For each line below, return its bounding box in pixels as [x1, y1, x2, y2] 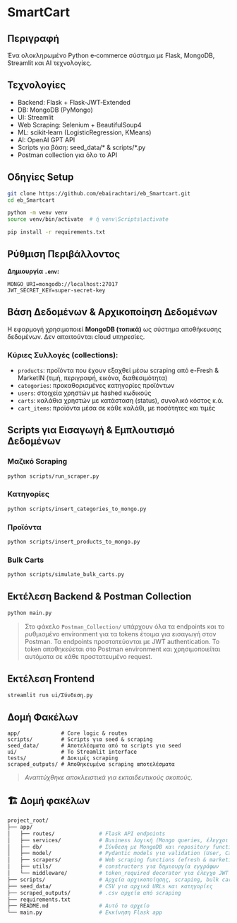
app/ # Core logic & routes [7, 730, 128, 737]
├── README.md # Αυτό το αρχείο [7, 902, 150, 910]
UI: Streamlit [17, 113, 54, 121]
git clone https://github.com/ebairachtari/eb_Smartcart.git [7, 190, 191, 197]
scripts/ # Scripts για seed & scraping [7, 736, 153, 743]
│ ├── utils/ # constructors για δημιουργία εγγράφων [7, 863, 219, 871]
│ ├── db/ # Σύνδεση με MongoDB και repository [7, 843, 210, 850]
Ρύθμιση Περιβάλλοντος [7, 248, 121, 260]
